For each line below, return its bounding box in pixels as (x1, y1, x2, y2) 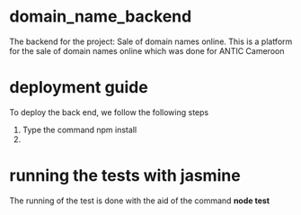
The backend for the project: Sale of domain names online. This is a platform (9, 36, 293, 47)
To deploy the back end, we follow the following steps (9, 106, 209, 118)
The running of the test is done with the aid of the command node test (9, 195, 270, 206)
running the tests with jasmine (9, 166, 241, 186)
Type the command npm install (22, 124, 137, 135)
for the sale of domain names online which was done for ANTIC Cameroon (9, 45, 285, 56)
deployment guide (9, 77, 148, 98)
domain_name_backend (9, 6, 192, 27)
